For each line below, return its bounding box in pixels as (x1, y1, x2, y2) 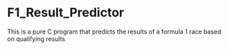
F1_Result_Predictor (7, 5, 125, 21)
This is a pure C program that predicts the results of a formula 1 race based (7, 27, 222, 36)
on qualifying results (7, 34, 66, 42)
